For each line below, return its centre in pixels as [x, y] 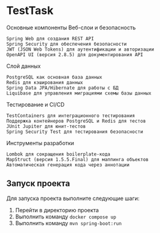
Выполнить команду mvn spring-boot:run [68, 223]
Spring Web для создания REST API [50, 38]
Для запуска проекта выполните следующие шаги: [73, 198]
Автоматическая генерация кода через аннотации [68, 165]
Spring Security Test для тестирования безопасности [75, 132]
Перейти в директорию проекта [57, 210]
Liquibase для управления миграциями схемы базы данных [79, 93]
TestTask [30, 11]
